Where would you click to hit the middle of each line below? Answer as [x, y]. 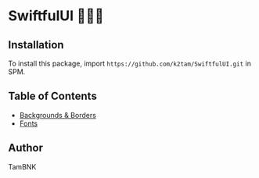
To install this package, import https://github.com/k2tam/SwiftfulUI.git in [130, 63]
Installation [36, 45]
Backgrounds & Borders [58, 115]
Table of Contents [53, 96]
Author [25, 148]
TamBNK [22, 166]
